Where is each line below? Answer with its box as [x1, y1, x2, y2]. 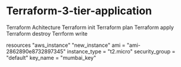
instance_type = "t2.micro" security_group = [67, 47, 176, 55]
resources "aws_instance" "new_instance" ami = [6, 42, 126, 49]
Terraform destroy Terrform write [6, 30, 88, 37]
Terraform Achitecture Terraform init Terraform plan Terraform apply [6, 24, 174, 31]
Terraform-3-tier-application [6, 4, 152, 18]
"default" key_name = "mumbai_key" [6, 54, 96, 61]
